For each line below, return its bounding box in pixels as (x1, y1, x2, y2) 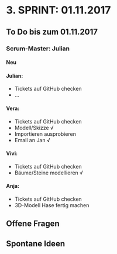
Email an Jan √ (14, 136, 50, 143)
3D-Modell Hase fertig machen (14, 201, 90, 208)
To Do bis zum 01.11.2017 (6, 27, 98, 37)
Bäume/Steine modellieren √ (14, 169, 83, 176)
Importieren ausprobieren (14, 130, 76, 138)
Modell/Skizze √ (14, 124, 54, 131)
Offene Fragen (6, 219, 60, 229)
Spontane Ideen (6, 238, 66, 249)
